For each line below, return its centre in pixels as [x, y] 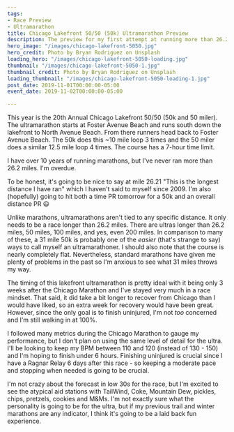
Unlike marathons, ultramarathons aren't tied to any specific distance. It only [117, 218]
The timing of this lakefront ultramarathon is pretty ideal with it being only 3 [115, 283]
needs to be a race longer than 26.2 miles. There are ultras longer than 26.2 [116, 225]
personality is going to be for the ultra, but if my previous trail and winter [111, 406]
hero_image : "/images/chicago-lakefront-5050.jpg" [82, 46]
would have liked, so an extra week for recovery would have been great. [111, 305]
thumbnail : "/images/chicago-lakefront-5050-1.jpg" [84, 66]
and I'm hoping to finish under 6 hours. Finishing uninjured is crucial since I [115, 356]
